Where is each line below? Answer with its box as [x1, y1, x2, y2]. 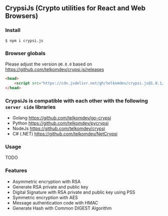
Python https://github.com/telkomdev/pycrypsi [12, 120, 109, 126]
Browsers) [5, 12, 38, 20]
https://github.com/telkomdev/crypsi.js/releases [5, 66, 104, 72]
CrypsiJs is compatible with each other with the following [5, 97, 148, 104]
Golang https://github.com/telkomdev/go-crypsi [12, 114, 111, 120]
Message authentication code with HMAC [12, 199, 98, 205]
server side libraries [5, 103, 56, 110]
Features [5, 167, 27, 174]
